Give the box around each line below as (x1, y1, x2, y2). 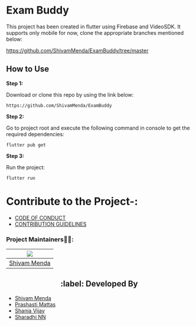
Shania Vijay (14, 307, 45, 314)
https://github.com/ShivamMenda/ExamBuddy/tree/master (6, 47, 149, 54)
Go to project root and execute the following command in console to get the (6, 124, 190, 131)
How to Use (6, 64, 50, 74)
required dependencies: (6, 130, 64, 137)
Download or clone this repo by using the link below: (6, 91, 134, 98)
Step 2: (6, 113, 25, 120)
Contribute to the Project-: (6, 195, 138, 208)
